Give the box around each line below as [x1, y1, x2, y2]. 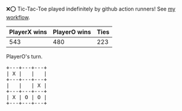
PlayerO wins [53, 28, 91, 36]
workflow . [6, 14, 30, 21]
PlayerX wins [9, 28, 47, 36]
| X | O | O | [6, 94, 47, 100]
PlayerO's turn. [6, 53, 43, 60]
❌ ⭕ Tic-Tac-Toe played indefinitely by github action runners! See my [6, 5, 176, 12]
